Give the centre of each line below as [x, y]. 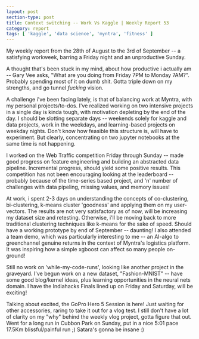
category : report [28, 28]
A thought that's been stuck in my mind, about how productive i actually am [99, 69]
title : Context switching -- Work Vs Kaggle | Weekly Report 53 [88, 23]
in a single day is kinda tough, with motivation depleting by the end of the [96, 112]
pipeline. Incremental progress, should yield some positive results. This [93, 168]
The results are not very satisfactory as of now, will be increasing [108, 211]
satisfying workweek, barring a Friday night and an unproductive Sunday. [96, 57]
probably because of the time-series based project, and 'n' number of [92, 181]
